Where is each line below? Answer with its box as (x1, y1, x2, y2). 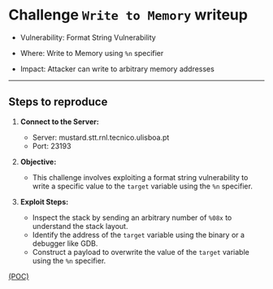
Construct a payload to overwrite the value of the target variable (32, 247, 249, 257)
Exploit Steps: (19, 196, 69, 206)
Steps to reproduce (8, 95, 108, 109)
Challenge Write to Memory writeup (8, 6, 248, 24)
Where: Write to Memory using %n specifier (19, 48, 164, 58)
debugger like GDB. (32, 238, 98, 248)
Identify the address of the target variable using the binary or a (32, 230, 245, 239)
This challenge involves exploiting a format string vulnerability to (32, 172, 249, 182)
